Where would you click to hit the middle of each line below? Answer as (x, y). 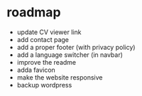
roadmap (34, 12)
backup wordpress (44, 85)
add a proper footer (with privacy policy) (76, 47)
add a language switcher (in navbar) (70, 55)
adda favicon (36, 70)
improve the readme (47, 62)
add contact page (43, 39)
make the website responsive (60, 77)
